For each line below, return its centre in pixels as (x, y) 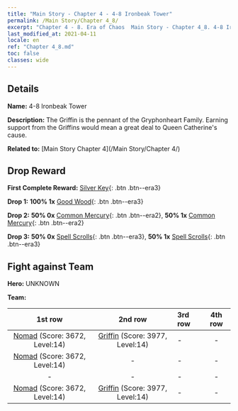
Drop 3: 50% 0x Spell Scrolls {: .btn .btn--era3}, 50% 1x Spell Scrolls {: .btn (116, 237)
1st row (50, 319)
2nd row (132, 319)
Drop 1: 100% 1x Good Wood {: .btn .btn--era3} (75, 202)
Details (23, 89)
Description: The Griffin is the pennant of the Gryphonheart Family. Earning (118, 120)
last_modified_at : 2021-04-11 (52, 34)
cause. (17, 135)
